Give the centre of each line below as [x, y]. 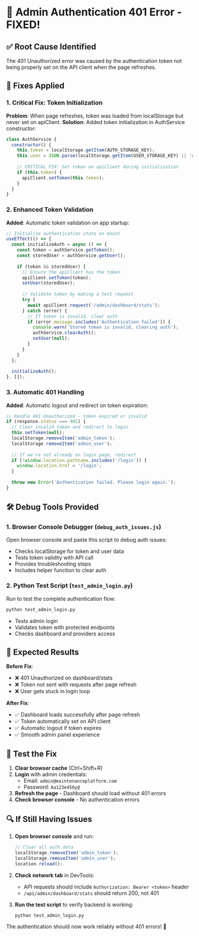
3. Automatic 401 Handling [45, 393]
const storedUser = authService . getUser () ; [71, 256]
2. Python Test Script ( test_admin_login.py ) [70, 586]
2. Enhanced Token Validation [50, 210]
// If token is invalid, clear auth [73, 316]
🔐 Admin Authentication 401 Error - [94, 12]
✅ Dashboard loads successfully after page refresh [77, 714]
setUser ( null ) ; [51, 339]
